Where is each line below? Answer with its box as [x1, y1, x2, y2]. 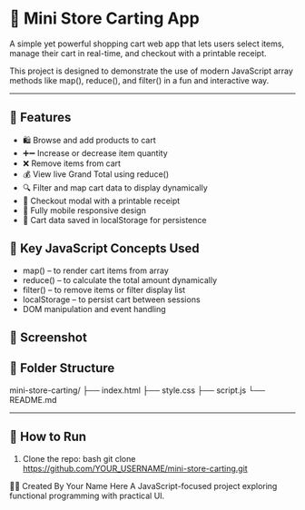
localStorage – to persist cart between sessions [22, 294, 202, 305]
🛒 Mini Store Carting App [9, 8, 200, 29]
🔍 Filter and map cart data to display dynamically [22, 181, 209, 193]
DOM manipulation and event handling [22, 303, 166, 314]
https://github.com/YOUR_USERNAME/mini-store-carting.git [22, 463, 248, 474]
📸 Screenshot [9, 329, 88, 345]
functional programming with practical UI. [9, 490, 165, 501]
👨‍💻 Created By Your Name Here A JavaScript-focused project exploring [9, 480, 278, 491]
